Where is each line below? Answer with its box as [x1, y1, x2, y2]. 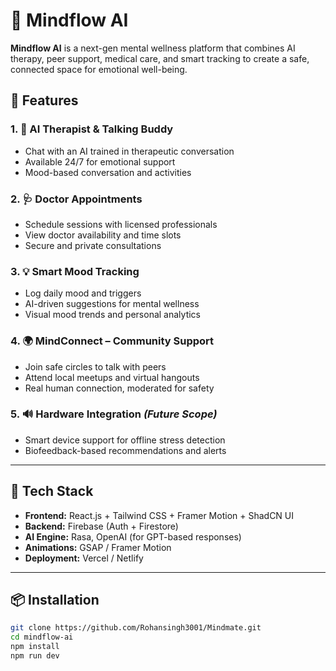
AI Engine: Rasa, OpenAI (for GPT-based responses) [24, 530, 242, 543]
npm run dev [10, 651, 60, 661]
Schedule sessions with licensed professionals [24, 218, 218, 230]
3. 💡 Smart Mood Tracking [10, 264, 140, 278]
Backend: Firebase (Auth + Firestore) [24, 520, 179, 532]
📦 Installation [10, 592, 100, 609]
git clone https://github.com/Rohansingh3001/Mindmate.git [10, 623, 262, 633]
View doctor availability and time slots [24, 229, 182, 241]
